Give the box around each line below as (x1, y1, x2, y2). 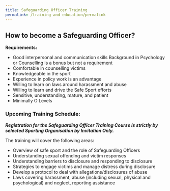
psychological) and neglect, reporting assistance (12, 179, 116, 186)
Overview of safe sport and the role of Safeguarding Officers (12, 147, 140, 153)
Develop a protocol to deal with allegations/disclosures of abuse (12, 169, 148, 175)
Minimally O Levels (12, 98, 52, 104)
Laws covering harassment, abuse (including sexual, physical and (12, 174, 151, 180)
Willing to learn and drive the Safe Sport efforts (12, 87, 112, 93)
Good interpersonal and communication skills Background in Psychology (12, 54, 165, 61)
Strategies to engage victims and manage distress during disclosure (12, 163, 156, 170)
